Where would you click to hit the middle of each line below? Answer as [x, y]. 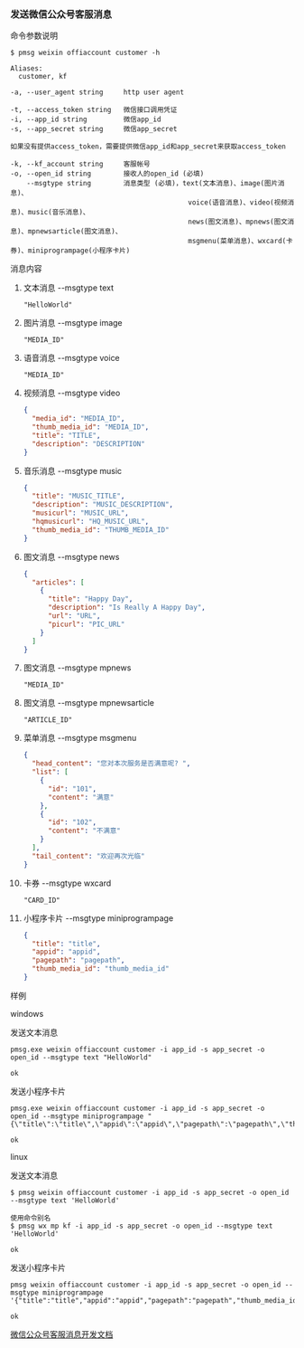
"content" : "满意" [81, 797]
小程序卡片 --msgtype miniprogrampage [98, 918]
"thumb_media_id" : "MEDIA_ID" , [91, 427]
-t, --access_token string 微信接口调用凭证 [94, 110]
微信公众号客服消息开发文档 [62, 1334]
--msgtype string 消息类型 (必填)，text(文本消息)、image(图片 [152, 184]
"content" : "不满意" [84, 831]
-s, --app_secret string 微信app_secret [94, 129]
